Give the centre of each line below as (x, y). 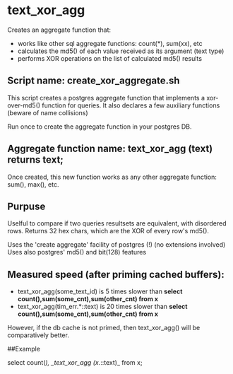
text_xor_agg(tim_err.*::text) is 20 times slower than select (102, 307)
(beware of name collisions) (48, 112)
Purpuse (26, 206)
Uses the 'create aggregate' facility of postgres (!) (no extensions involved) (116, 245)
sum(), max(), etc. (33, 184)
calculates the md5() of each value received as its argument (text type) (121, 51)
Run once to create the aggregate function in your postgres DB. (100, 127)
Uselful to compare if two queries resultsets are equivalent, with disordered (117, 223)
